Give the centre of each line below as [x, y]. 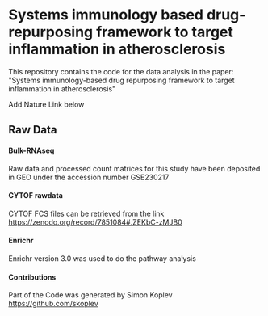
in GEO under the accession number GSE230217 [89, 177]
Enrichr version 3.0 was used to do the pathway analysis [102, 258]
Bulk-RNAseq [31, 150]
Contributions [32, 277]
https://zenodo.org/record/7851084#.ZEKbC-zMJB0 [96, 222]
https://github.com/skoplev [53, 304]
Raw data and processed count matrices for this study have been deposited [134, 168]
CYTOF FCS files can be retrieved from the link [86, 213]
